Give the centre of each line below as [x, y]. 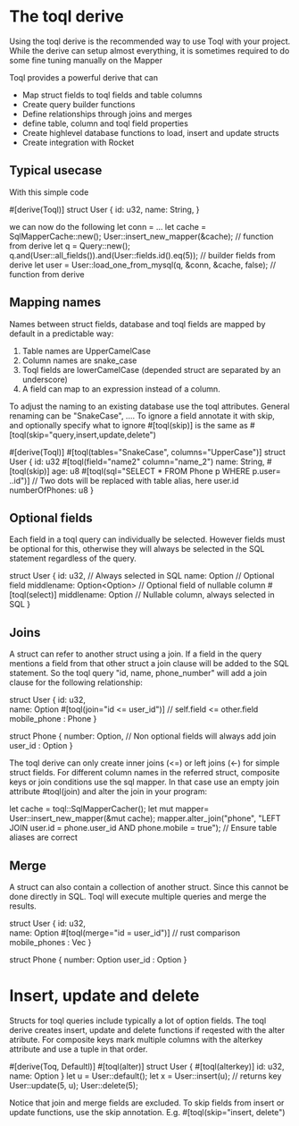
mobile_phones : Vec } [50, 942]
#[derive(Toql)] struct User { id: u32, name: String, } [104, 209]
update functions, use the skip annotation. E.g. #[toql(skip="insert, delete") [147, 1112]
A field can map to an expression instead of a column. [121, 389]
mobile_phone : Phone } [53, 719]
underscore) [45, 379]
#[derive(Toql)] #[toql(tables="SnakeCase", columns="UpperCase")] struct [147, 452]
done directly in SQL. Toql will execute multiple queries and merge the [138, 897]
